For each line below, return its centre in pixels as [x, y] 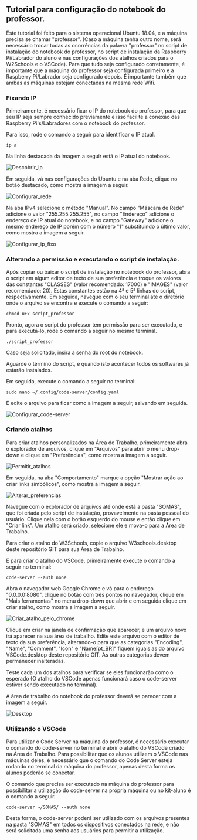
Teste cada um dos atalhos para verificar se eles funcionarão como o [90, 672]
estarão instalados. [29, 370]
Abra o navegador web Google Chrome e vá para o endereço [80, 588]
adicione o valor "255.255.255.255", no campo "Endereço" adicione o [90, 214]
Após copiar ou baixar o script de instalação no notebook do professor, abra [98, 272]
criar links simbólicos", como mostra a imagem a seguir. [73, 484]
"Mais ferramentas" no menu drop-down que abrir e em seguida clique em [96, 601]
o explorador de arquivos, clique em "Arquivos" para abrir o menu [86, 448]
